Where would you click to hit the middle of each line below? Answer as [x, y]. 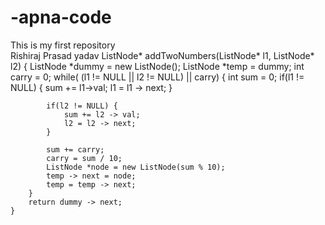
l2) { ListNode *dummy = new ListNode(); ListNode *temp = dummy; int [157, 66]
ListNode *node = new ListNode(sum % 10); [136, 167]
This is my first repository [63, 45]
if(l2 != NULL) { [82, 106]
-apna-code [61, 17]
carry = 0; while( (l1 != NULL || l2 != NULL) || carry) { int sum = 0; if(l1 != [157, 77]
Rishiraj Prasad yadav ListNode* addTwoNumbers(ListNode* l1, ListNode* [162, 55]
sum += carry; [75, 149]
